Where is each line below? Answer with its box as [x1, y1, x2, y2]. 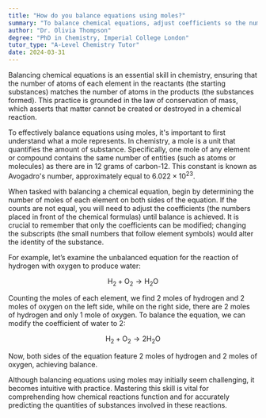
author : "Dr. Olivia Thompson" [8, 26, 112, 34]
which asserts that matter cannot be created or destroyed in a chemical [8, 104, 241, 113]
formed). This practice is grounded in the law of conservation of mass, [8, 96, 239, 105]
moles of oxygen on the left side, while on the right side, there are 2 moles [8, 302, 251, 312]
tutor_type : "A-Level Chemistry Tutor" [8, 41, 140, 49]
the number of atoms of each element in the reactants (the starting [8, 79, 226, 88]
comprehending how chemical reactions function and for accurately [8, 392, 230, 401]
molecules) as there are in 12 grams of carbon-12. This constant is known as [8, 162, 257, 171]
